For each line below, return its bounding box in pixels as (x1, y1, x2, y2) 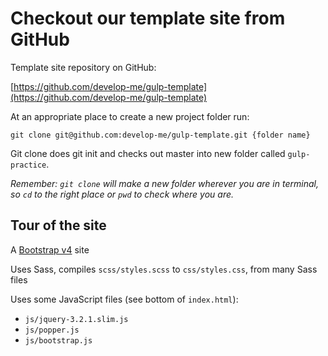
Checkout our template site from (10, 7, 286, 30)
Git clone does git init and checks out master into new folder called (10, 147, 286, 159)
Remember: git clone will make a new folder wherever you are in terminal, (10, 177, 319, 189)
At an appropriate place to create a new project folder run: (10, 110, 250, 122)
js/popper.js (24, 325, 80, 335)
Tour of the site (10, 217, 107, 234)
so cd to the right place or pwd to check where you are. (10, 188, 235, 200)
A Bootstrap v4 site (10, 243, 90, 256)
